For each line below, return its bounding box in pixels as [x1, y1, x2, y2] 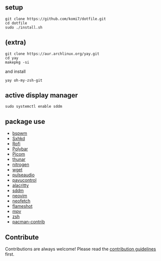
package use [5, 117, 46, 126]
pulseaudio [12, 172, 35, 178]
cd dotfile [5, 21, 27, 25]
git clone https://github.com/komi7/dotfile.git [5, 16, 106, 21]
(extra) [5, 38, 26, 47]
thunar [12, 156, 26, 163]
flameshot [12, 203, 33, 209]
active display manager [5, 91, 78, 99]
